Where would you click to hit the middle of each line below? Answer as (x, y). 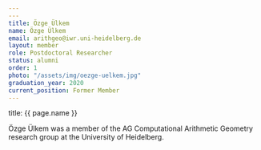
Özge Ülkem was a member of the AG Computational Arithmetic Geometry (131, 128)
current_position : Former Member (64, 90)
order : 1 (23, 68)
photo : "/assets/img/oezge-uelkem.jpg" (75, 75)
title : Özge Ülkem (39, 23)
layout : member (34, 46)
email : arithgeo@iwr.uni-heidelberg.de (75, 38)
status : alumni (34, 61)
